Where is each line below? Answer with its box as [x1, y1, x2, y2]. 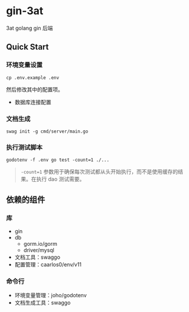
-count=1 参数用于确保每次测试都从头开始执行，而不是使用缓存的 [20, 168, 178, 175]
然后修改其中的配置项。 [6, 86, 63, 93]
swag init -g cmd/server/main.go [6, 128, 89, 134]
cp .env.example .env [6, 75, 60, 81]
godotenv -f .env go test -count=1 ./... [6, 157, 110, 163]
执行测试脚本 [6, 143, 43, 152]
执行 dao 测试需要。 [36, 176, 85, 183]
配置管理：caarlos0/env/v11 [14, 260, 82, 268]
